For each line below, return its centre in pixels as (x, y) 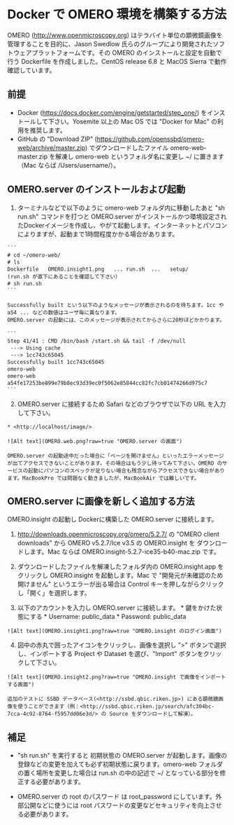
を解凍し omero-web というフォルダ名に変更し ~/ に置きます (137, 156)
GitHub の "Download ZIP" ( (57, 139)
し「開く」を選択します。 (54, 593)
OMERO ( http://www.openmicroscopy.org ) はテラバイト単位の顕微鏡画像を (115, 35)
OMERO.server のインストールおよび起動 (96, 190)
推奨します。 (48, 130)
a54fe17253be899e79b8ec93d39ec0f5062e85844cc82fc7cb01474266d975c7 (108, 383)
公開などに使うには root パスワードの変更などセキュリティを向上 (117, 805)
